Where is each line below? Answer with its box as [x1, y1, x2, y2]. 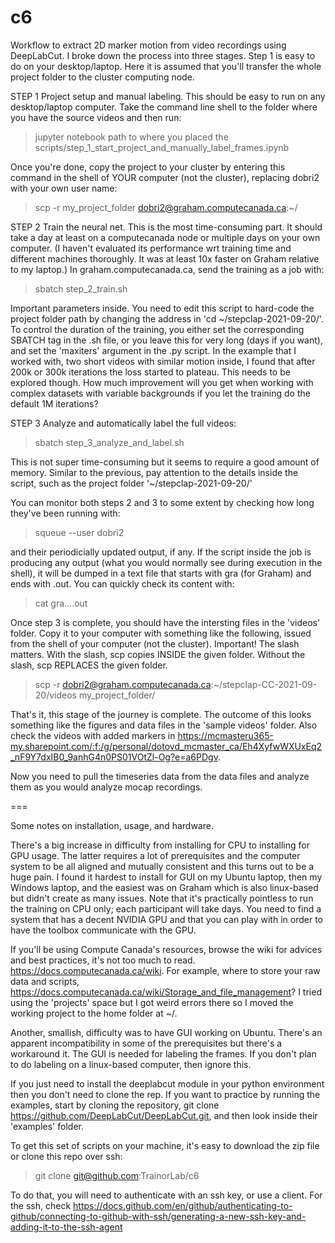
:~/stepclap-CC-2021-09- [210, 678, 318, 690]
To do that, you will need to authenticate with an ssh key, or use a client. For [10, 1189, 323, 1201]
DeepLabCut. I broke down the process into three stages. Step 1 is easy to [10, 49, 316, 61]
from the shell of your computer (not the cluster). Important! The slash [10, 637, 300, 650]
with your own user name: [10, 182, 118, 194]
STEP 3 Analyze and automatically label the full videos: [10, 417, 237, 429]
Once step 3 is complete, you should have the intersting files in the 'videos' [10, 616, 321, 628]
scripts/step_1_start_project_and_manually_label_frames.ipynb [34, 141, 290, 153]
